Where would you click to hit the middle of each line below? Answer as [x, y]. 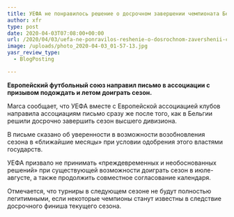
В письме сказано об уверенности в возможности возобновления [106, 134]
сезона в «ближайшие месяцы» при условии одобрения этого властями [115, 142]
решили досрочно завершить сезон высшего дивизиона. [92, 121]
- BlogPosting [34, 59]
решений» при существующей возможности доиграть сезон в [100, 170]
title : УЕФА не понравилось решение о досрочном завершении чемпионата [113, 14]
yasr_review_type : [34, 53]
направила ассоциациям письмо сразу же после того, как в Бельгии [110, 113]
